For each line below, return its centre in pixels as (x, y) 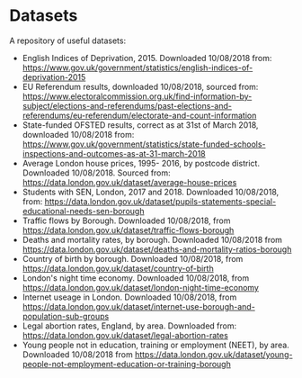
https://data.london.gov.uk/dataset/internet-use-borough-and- (139, 306)
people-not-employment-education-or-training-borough (126, 364)
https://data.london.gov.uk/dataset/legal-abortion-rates (125, 335)
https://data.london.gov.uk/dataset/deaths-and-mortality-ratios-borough (157, 249)
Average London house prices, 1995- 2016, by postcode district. (141, 163)
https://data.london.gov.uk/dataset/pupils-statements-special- (160, 201)
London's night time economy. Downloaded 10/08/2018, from (136, 278)
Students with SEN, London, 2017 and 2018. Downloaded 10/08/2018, (151, 192)
